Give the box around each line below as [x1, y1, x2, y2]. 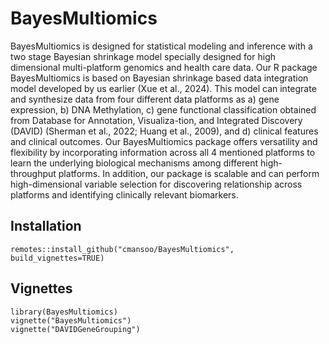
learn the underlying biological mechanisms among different [10, 157, 259, 169]
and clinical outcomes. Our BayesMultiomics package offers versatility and [10, 135, 318, 147]
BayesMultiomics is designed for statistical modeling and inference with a [10, 40, 313, 52]
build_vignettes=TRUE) [10, 253, 105, 263]
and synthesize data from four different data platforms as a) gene [10, 93, 280, 105]
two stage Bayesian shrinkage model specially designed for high [10, 50, 276, 62]
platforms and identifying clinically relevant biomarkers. [10, 188, 239, 201]
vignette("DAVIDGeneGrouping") [10, 324, 141, 334]
